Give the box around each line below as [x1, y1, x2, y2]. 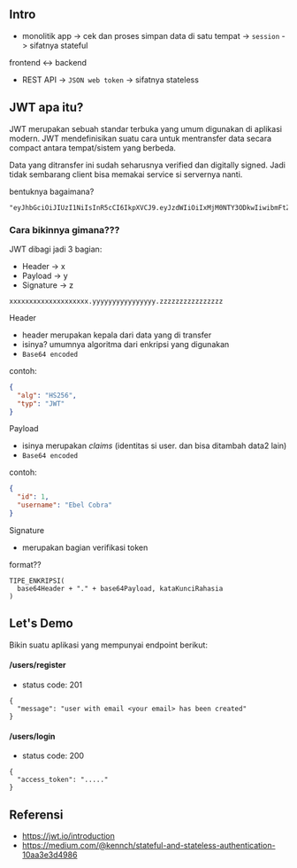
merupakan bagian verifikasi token [21, 542, 148, 553]
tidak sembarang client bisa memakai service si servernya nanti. [9, 168, 243, 180]
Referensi [9, 807, 64, 822]
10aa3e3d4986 [21, 849, 78, 860]
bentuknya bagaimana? [9, 186, 95, 197]
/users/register [9, 660, 66, 670]
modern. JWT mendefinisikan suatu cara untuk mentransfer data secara [9, 133, 272, 143]
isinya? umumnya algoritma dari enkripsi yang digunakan [21, 338, 230, 349]
